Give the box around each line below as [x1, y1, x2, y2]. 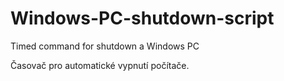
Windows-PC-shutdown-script [10, 7, 275, 30]
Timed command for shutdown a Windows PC [10, 40, 200, 52]
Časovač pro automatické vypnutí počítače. [10, 59, 190, 71]
